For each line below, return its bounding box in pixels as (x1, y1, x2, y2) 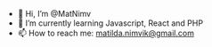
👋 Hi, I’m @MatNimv (17, 9, 92, 19)
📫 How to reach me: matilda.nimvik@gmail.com (17, 27, 194, 38)
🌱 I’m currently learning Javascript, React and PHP (17, 18, 203, 28)
